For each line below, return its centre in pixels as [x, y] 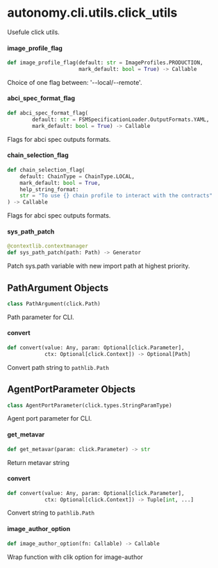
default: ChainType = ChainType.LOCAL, [77, 176]
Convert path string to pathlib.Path [58, 367]
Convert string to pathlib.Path [51, 513]
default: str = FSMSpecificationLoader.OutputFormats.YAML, [121, 120]
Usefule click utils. [34, 32]
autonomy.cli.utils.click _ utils [92, 13]
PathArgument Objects [58, 287]
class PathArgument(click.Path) [54, 304]
